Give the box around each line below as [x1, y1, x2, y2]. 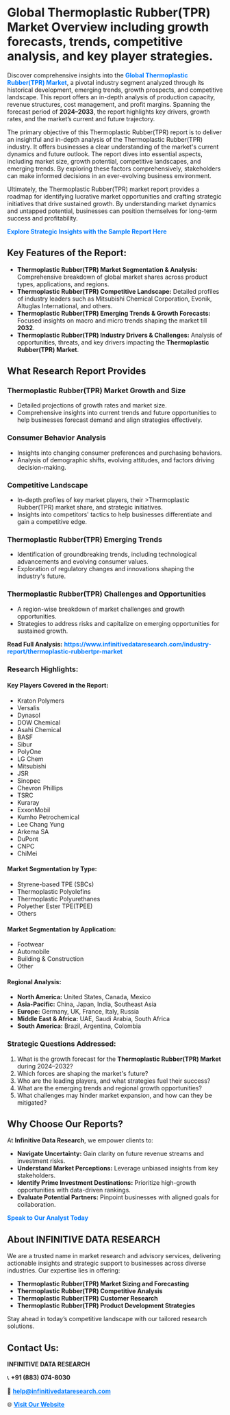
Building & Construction [16, 955, 84, 963]
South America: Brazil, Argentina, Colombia [16, 1022, 142, 1030]
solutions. [7, 1322, 35, 1330]
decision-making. [16, 463, 66, 471]
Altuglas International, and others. [16, 301, 113, 310]
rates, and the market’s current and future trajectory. [7, 114, 155, 123]
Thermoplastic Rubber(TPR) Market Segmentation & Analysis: [16, 265, 198, 273]
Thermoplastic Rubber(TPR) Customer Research [16, 1294, 159, 1303]
